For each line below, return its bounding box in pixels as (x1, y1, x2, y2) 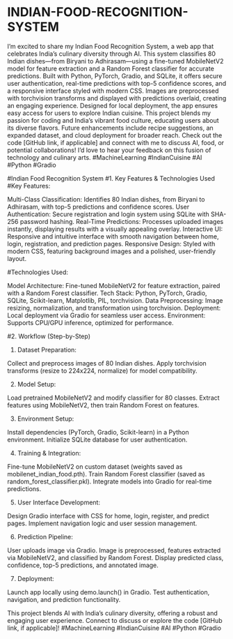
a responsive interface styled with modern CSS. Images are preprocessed (7, 87, 219, 95)
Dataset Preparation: (17, 345, 77, 354)
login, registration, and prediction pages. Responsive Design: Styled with (7, 239, 216, 248)
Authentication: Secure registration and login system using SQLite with (7, 210, 210, 218)
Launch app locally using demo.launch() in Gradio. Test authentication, (7, 587, 210, 596)
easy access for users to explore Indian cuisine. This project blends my (7, 109, 211, 117)
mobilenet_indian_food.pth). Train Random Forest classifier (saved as (7, 469, 205, 478)
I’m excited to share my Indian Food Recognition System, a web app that (7, 42, 214, 50)
